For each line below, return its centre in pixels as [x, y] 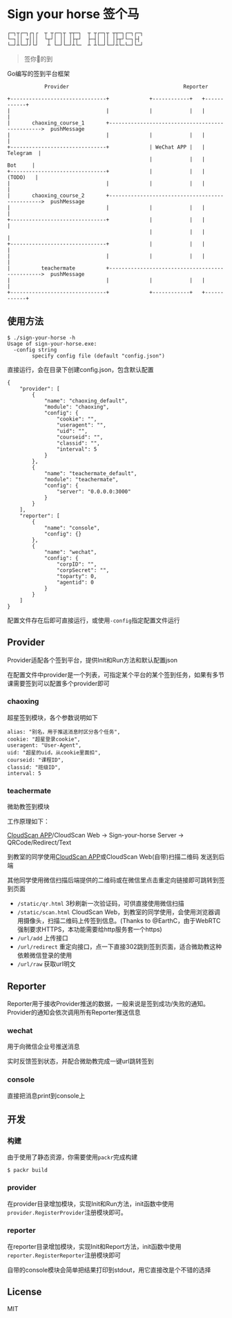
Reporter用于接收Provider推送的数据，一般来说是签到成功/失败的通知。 [108, 1003]
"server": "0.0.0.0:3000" [94, 492]
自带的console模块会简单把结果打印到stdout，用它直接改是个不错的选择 [109, 1270]
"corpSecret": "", [83, 570]
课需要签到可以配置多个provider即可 [58, 683]
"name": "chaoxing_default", [86, 401]
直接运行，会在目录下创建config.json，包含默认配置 [80, 369]
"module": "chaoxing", [77, 407]
